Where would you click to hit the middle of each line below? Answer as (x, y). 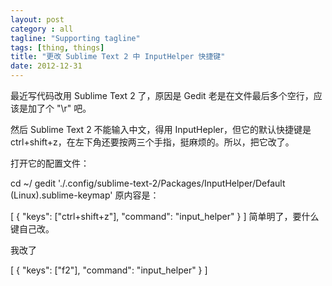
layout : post (37, 19)
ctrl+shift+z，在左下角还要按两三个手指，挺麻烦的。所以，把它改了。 (152, 142)
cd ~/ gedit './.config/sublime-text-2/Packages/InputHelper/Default (148, 183)
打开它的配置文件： (50, 163)
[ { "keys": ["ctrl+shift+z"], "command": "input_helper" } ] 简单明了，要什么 (165, 216)
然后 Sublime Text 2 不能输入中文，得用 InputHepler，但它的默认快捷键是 (161, 129)
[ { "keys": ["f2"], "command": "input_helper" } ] (109, 270)
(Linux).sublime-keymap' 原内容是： (85, 195)
